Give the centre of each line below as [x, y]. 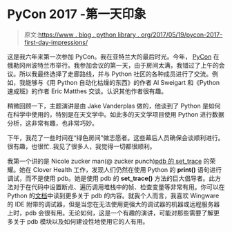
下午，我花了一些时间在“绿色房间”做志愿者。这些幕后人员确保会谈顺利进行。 [116, 137]
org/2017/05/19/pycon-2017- [182, 35]
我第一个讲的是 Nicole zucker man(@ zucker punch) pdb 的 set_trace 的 [108, 161]
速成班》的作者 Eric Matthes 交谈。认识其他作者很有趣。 [87, 91]
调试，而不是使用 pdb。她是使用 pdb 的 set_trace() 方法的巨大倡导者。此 [111, 178]
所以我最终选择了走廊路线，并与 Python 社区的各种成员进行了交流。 [116, 74]
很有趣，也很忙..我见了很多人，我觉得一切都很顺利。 [82, 146]
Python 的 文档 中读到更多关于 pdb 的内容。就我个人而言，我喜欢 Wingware [113, 195]
